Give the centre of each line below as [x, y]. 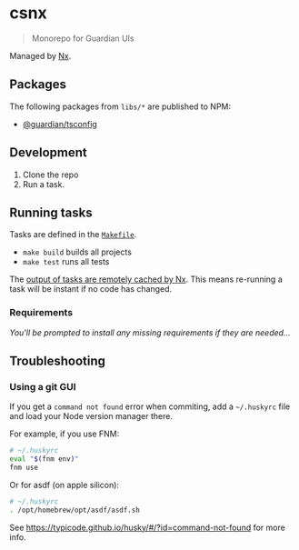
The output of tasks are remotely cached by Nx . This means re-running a [146, 279]
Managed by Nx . [40, 55]
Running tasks [51, 212]
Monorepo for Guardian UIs [83, 38]
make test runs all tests [66, 262]
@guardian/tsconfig [60, 124]
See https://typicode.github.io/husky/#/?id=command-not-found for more [148, 527]
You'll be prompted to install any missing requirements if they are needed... [150, 332]
